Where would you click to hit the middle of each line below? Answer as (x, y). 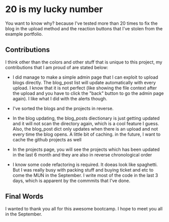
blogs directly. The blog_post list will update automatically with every (84, 82)
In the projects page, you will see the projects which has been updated (86, 149)
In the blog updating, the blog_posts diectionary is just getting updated (86, 118)
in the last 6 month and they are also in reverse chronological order (82, 154)
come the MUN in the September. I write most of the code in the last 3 (85, 175)
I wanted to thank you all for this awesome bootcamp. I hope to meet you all (84, 208)
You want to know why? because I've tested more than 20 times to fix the (81, 23)
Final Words (24, 197)
